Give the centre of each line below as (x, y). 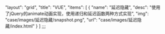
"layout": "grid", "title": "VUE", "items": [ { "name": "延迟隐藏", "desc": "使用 (83, 7)
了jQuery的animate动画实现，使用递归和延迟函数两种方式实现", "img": (77, 13)
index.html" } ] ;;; (28, 26)
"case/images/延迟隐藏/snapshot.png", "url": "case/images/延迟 (71, 20)
